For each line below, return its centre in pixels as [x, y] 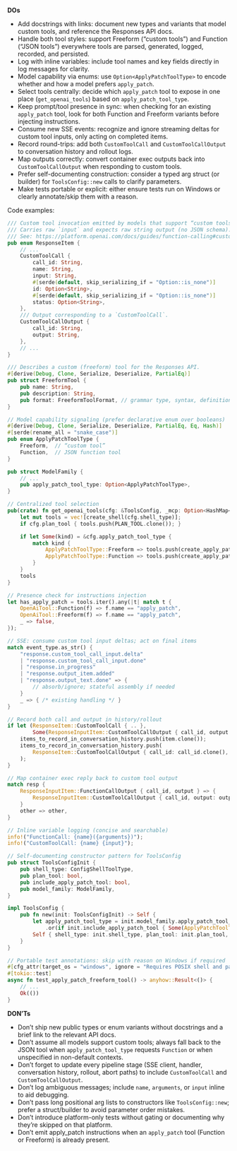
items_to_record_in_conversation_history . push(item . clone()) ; [113, 739]
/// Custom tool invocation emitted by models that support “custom [110, 223]
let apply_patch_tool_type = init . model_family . [105, 921]
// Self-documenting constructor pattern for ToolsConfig [94, 856]
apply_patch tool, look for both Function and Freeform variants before [119, 114]
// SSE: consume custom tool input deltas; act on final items [102, 641]
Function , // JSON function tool [71, 452]
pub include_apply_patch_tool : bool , [75, 883]
